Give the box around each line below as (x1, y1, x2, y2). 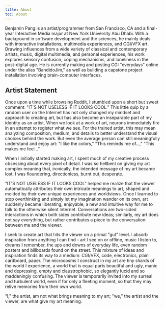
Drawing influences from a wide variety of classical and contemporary (5, 46, 147, 52)
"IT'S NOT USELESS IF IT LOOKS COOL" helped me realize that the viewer (5, 181, 155, 187)
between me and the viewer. (5, 222, 63, 228)
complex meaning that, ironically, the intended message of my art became (5, 166, 155, 172)
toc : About (5, 12, 27, 17)
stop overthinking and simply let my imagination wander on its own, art (5, 196, 148, 202)
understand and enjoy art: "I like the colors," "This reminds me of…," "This (5, 141, 155, 147)
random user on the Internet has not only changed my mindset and (5, 110, 140, 116)
